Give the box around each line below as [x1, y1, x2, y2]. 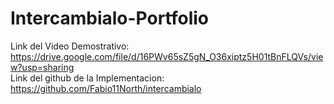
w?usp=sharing [10, 61, 75, 73]
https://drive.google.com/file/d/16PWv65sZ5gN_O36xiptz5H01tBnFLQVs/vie [10, 50, 324, 62]
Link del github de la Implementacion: [10, 72, 165, 84]
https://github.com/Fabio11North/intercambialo [10, 82, 202, 94]
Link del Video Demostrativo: [10, 40, 130, 52]
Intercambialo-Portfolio [10, 7, 210, 30]
